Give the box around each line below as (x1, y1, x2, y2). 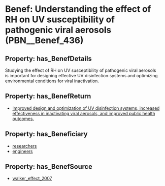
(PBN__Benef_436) (5, 35, 84, 46)
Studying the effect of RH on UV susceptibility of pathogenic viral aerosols (5, 67, 156, 73)
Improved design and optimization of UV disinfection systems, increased (12, 105, 160, 111)
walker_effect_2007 (12, 176, 53, 182)
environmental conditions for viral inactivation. (5, 78, 99, 84)
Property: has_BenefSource (5, 162, 93, 171)
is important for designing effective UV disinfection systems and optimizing (5, 73, 158, 78)
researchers (12, 143, 37, 149)
